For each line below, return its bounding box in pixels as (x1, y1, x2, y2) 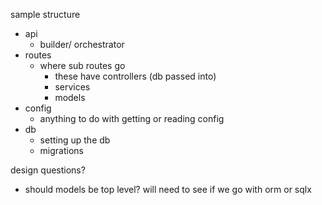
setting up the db (39, 134, 111, 146)
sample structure (10, 9, 81, 20)
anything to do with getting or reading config (39, 113, 225, 124)
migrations (39, 145, 84, 156)
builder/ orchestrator (39, 39, 125, 50)
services (54, 81, 91, 93)
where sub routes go (39, 60, 126, 71)
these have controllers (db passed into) (54, 70, 217, 82)
